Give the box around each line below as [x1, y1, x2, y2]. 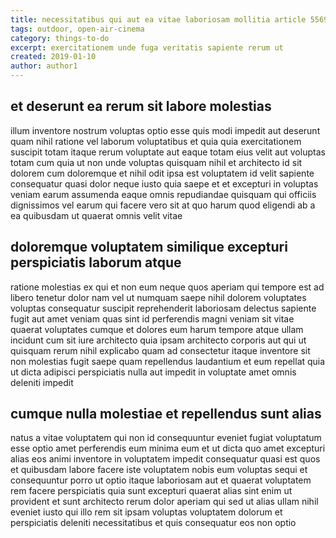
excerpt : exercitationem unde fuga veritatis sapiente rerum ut [10, 42, 284, 53]
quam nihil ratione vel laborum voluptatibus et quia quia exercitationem [10, 135, 302, 147]
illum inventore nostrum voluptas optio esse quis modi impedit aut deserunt [10, 124, 321, 136]
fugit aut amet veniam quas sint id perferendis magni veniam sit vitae [10, 312, 295, 325]
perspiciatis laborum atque [10, 254, 182, 271]
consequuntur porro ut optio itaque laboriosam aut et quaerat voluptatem [10, 474, 312, 486]
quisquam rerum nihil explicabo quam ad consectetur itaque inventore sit [10, 344, 311, 356]
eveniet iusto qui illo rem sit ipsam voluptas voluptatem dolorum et [10, 506, 283, 518]
